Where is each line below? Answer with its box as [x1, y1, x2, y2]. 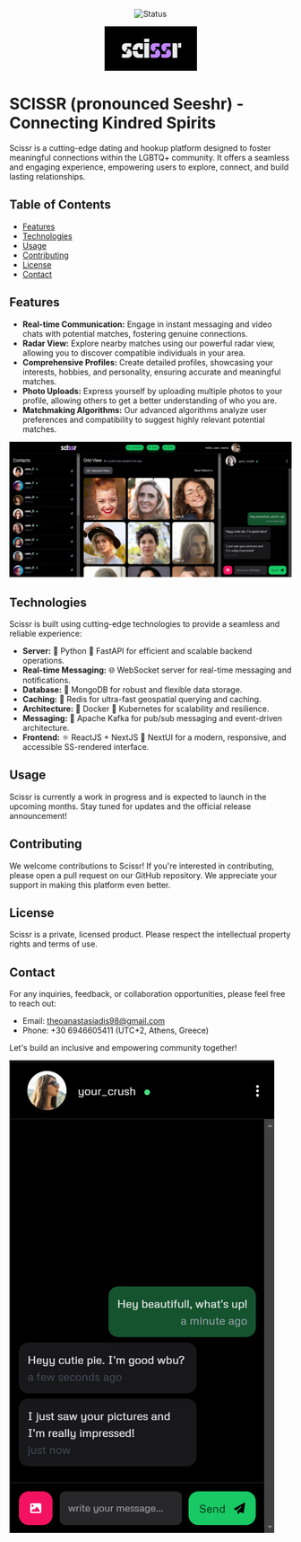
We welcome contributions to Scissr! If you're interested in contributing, [9, 860, 275, 871]
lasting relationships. [9, 171, 86, 181]
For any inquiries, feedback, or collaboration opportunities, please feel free [9, 989, 286, 1000]
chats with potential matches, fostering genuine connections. [21, 328, 248, 339]
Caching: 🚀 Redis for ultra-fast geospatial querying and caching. [21, 694, 262, 705]
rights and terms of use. [9, 938, 99, 949]
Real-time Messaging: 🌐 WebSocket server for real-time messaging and [21, 665, 292, 675]
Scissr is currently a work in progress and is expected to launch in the [9, 791, 267, 802]
